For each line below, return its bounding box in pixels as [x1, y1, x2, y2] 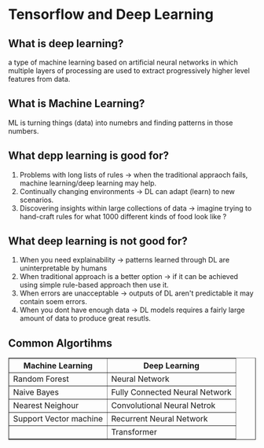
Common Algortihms [8, 336, 112, 350]
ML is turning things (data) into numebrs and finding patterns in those [8, 118, 233, 127]
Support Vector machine [13, 413, 104, 424]
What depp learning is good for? [8, 149, 170, 163]
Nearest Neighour [13, 400, 79, 411]
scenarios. [19, 195, 54, 204]
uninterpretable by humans [19, 263, 108, 273]
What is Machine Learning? [8, 97, 145, 111]
